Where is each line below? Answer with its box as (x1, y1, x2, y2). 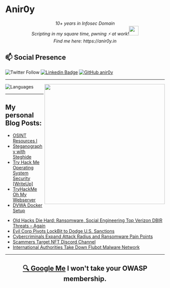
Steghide (12, 154, 32, 160)
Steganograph (12, 143, 43, 149)
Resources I (12, 137, 38, 143)
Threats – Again (12, 222, 46, 228)
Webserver (12, 197, 36, 203)
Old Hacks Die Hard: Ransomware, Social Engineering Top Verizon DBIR (12, 217, 163, 223)
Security (12, 175, 30, 181)
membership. (63, 274, 107, 283)
